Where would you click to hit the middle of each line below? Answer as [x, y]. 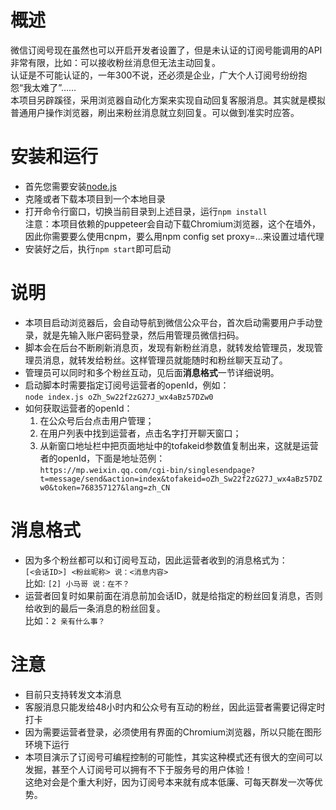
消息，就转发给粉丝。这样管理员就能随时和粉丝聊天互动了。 [165, 360]
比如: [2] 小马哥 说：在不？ [77, 583]
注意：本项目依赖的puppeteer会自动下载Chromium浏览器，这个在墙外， [173, 223]
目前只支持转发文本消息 [73, 694]
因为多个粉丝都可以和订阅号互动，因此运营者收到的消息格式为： [156, 560]
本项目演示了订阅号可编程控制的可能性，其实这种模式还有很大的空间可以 [173, 757]
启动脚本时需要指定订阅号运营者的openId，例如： [127, 385]
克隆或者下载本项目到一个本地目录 [95, 198]
